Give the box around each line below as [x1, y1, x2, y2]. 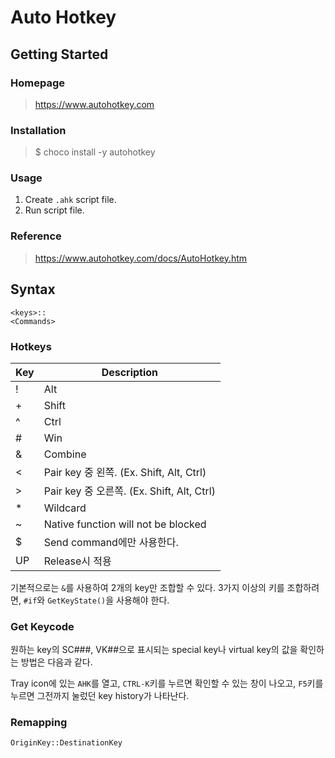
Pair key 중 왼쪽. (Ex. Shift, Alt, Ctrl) [43, 465, 207, 479]
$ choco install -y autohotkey [34, 146, 156, 158]
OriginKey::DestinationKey [10, 738, 123, 748]
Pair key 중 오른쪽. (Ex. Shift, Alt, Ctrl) [43, 484, 216, 498]
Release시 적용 [43, 554, 112, 568]
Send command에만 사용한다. [43, 535, 179, 549]
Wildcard [43, 501, 87, 515]
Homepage [10, 76, 65, 90]
